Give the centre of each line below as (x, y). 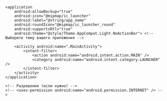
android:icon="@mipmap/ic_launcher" (53, 16)
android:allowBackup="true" (43, 11)
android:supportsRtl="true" (43, 29)
